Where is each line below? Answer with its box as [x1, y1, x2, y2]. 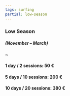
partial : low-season [5, 12, 48, 17]
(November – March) [5, 40, 48, 46]
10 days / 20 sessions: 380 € [5, 85, 66, 91]
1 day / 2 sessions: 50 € [5, 63, 54, 69]
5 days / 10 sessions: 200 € [5, 74, 63, 80]
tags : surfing [5, 7, 35, 12]
